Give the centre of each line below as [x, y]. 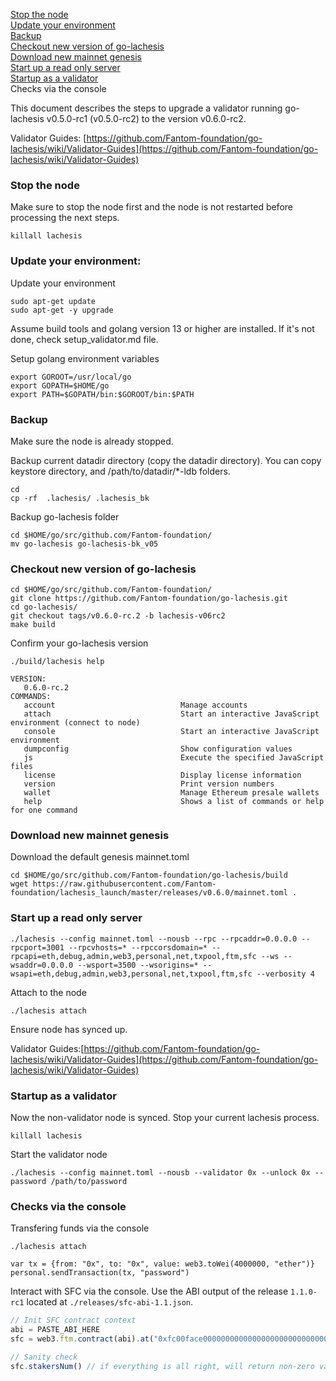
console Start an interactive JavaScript [171, 732]
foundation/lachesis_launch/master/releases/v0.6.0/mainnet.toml [149, 893]
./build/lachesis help [57, 662]
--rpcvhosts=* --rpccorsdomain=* [138, 947]
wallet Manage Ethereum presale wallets [171, 793]
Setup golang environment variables [85, 358]
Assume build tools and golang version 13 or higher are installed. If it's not [162, 328]
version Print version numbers [149, 784]
